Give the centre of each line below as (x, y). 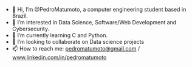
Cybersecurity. (31, 29)
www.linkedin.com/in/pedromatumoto (59, 57)
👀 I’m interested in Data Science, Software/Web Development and (94, 22)
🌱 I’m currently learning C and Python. (60, 35)
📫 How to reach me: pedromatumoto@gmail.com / (76, 48)
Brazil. (20, 16)
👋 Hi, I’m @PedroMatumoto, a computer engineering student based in (99, 9)
